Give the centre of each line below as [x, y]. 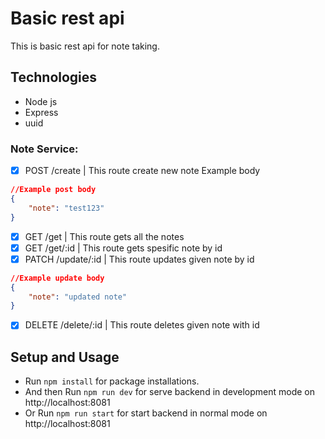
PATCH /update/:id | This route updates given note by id [139, 259]
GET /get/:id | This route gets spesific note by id [123, 248]
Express [41, 112]
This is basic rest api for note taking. [85, 46]
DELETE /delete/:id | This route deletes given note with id [142, 325]
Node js [41, 101]
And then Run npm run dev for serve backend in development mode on [170, 392]
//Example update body [57, 278]
